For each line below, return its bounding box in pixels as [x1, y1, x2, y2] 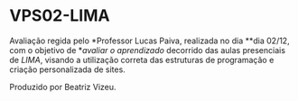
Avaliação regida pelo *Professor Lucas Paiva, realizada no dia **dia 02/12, [9, 35, 291, 46]
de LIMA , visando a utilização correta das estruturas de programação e [9, 54, 275, 65]
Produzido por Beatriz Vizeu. [9, 81, 116, 92]
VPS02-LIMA [9, 5, 110, 26]
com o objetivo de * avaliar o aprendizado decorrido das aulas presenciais [9, 44, 286, 55]
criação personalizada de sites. [9, 64, 126, 75]
